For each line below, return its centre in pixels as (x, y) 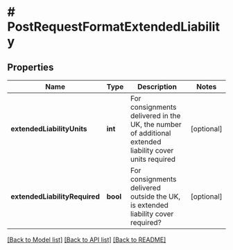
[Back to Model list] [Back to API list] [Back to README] (87, 240)
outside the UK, (156, 197)
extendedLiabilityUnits (49, 129)
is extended (149, 205)
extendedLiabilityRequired (55, 197)
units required (153, 159)
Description (157, 86)
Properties (31, 67)
